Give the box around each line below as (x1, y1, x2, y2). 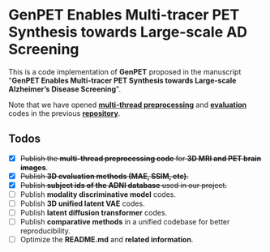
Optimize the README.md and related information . (19, 235, 194, 245)
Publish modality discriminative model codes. (19, 189, 177, 199)
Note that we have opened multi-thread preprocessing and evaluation (8, 100, 247, 109)
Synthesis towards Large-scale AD (8, 23, 248, 41)
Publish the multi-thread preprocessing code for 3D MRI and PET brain (19, 153, 262, 163)
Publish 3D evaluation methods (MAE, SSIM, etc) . (19, 171, 189, 181)
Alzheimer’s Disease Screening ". (8, 83, 122, 94)
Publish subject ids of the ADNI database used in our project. (19, 180, 227, 190)
